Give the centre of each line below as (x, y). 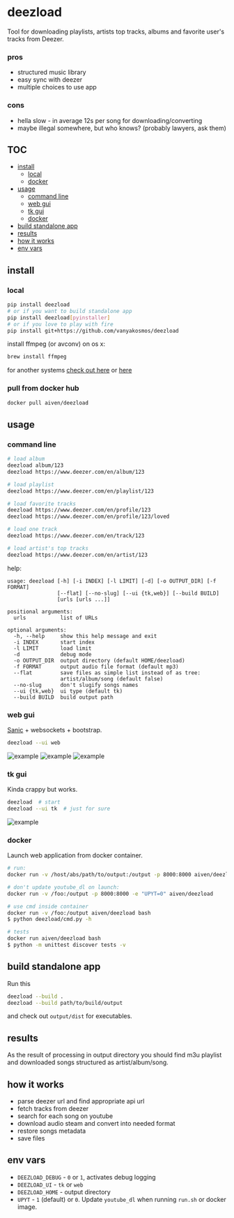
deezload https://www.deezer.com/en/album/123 (76, 472)
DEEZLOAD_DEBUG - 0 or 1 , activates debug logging (86, 1177)
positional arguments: (40, 611)
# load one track (32, 529)
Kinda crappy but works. (42, 790)
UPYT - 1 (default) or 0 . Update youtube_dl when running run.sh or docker (122, 1199)
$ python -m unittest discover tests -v (67, 945)
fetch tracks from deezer (53, 1109)
